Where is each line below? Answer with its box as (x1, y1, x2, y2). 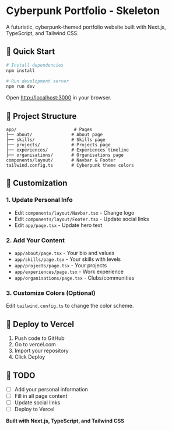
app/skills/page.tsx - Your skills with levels (14, 256, 121, 263)
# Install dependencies (6, 62, 64, 68)
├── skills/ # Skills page (6, 137, 106, 143)
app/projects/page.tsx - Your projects (14, 262, 107, 269)
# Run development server (6, 78, 69, 84)
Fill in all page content (14, 393, 68, 400)
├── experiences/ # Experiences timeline (6, 147, 129, 153)
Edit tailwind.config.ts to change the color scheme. (6, 302, 134, 309)
